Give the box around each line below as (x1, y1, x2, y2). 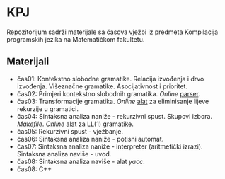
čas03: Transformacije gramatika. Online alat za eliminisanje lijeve (16, 97, 209, 105)
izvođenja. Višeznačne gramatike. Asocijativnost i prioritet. (16, 82, 188, 91)
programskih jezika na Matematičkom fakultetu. (6, 35, 145, 43)
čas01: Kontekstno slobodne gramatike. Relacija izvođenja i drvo (16, 74, 204, 83)
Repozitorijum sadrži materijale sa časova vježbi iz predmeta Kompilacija (6, 28, 219, 36)
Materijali (6, 56, 50, 68)
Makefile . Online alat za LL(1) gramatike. (16, 120, 134, 128)
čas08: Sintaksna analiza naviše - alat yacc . (16, 157, 146, 166)
